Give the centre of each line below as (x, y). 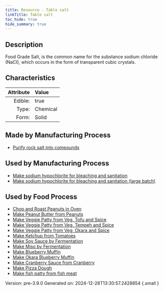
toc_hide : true (21, 19)
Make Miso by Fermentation (42, 246)
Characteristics (30, 78)
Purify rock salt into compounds (46, 147)
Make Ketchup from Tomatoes (44, 236)
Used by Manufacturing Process (57, 163)
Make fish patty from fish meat (45, 273)
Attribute (19, 92)
